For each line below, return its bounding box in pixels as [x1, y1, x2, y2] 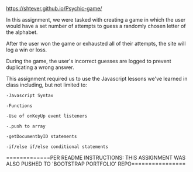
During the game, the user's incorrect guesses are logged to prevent [6, 58, 171, 64]
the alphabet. [6, 29, 38, 36]
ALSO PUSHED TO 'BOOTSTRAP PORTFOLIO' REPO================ [6, 160, 186, 167]
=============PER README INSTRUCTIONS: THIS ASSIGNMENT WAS [6, 154, 186, 161]
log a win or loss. [6, 46, 47, 53]
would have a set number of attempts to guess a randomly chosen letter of [6, 23, 186, 29]
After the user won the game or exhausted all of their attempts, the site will [6, 40, 186, 47]
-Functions [6, 103, 33, 109]
